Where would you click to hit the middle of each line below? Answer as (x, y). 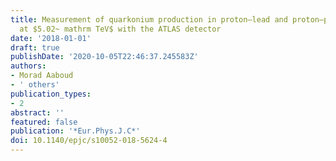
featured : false (44, 122)
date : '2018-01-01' (51, 38)
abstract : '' (37, 112)
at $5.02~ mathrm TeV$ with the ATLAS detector (120, 29)
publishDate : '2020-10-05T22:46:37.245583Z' (104, 57)
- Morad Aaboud (42, 76)
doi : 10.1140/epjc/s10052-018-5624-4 (89, 141)
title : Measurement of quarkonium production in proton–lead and (149, 19)
